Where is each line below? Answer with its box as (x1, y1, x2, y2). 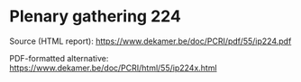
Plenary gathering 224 (9, 6, 182, 27)
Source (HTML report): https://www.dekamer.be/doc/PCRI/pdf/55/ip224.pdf (9, 36, 292, 46)
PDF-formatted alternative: (9, 53, 109, 63)
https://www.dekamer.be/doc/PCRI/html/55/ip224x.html (9, 62, 218, 73)
